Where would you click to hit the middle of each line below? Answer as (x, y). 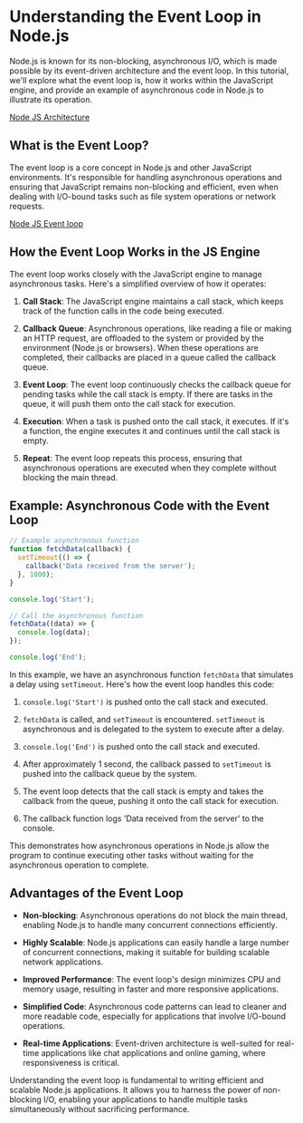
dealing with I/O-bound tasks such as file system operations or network (143, 196)
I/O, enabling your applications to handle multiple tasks (146, 1099)
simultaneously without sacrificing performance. (99, 1108)
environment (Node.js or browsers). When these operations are (141, 347)
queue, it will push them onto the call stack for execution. (129, 403)
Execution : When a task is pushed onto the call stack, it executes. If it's (156, 421)
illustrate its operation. (51, 99)
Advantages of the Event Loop (96, 893)
